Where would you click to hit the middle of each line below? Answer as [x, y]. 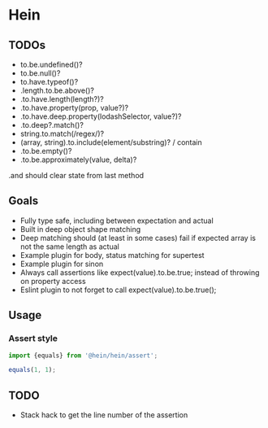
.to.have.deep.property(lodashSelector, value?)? [101, 116]
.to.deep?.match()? [52, 125]
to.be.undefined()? [51, 64]
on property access [53, 281]
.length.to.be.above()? [57, 90]
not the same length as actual [69, 247]
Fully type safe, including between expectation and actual [117, 221]
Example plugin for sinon [62, 264]
